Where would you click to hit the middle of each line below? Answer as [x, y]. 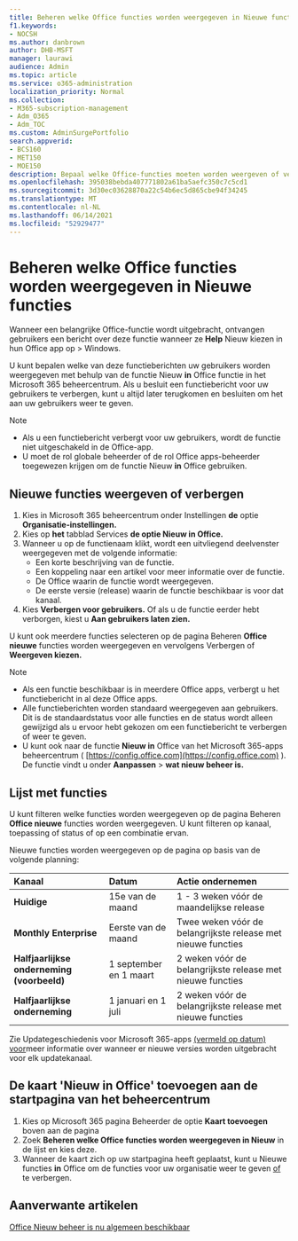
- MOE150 [25, 166]
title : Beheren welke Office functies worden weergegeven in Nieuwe [138, 17]
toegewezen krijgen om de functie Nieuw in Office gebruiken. [134, 466]
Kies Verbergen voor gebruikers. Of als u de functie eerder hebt [141, 609]
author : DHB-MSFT [41, 51]
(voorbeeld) [39, 981]
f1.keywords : [33, 26]
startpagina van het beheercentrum [110, 1100]
